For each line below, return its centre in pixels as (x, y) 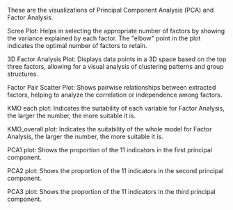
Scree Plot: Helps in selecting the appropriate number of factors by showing (116, 31)
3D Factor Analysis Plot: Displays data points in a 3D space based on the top (117, 59)
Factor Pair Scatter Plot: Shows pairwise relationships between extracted (112, 87)
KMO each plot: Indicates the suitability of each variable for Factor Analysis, (116, 108)
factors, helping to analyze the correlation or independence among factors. (115, 95)
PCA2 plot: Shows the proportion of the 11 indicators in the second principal (115, 171)
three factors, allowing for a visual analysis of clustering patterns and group (115, 66)
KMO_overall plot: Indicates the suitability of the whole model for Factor (110, 129)
